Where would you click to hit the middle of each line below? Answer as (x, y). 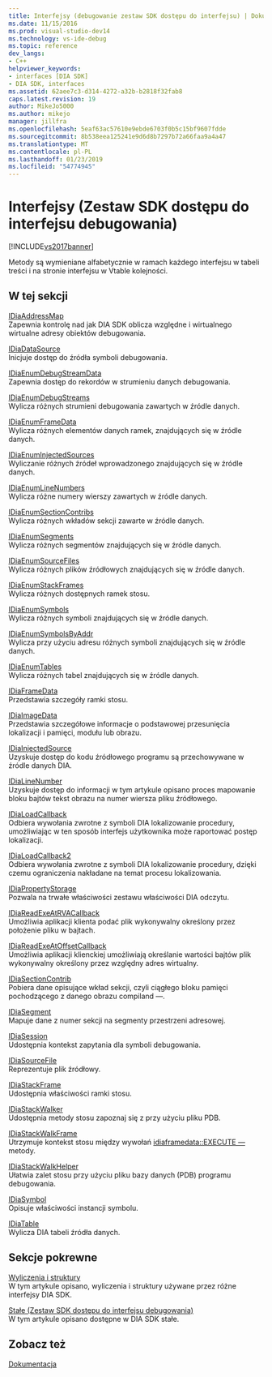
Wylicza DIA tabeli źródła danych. (64, 1232)
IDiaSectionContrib (40, 979)
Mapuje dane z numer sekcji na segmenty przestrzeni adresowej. (117, 1020)
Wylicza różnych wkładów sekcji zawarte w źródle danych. (106, 521)
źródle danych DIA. (40, 765)
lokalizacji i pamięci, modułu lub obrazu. (75, 732)
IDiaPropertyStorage (42, 888)
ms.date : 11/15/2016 (43, 24)
